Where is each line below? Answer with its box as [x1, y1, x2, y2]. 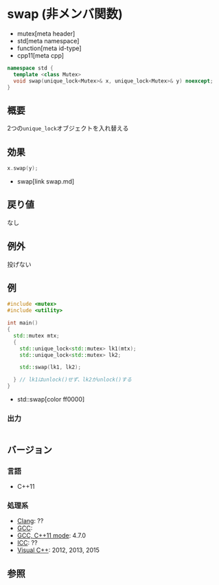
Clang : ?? [16, 517, 44, 525]
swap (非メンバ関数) [7, 6, 124, 22]
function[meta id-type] [16, 44, 82, 52]
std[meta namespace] [16, 36, 80, 45]
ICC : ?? [16, 539, 38, 547]
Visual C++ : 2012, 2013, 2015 [16, 546, 100, 554]
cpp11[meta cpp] [16, 51, 64, 59]
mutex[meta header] [16, 29, 76, 38]
